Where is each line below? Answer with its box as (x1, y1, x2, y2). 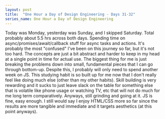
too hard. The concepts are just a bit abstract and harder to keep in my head (5, 51, 160, 57)
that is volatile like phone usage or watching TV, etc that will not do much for (5, 87, 160, 94)
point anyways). (5, 109, 38, 115)
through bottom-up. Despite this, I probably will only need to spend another (5, 67, 159, 73)
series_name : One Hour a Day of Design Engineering (5, 16, 113, 21)
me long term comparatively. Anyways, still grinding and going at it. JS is (5, 93, 153, 99)
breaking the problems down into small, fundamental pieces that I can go (5, 61, 153, 67)
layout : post (5, 7, 32, 12)
